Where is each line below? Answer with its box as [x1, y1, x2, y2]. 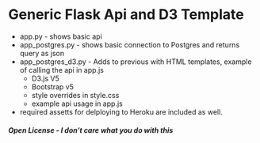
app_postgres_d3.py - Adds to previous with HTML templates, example [19, 57, 252, 66]
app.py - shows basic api [19, 32, 103, 41]
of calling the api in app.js [19, 65, 105, 74]
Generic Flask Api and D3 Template [8, 6, 244, 24]
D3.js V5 [31, 73, 59, 83]
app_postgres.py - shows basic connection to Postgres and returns [19, 40, 240, 49]
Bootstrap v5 [31, 81, 74, 92]
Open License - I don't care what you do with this [8, 125, 174, 135]
